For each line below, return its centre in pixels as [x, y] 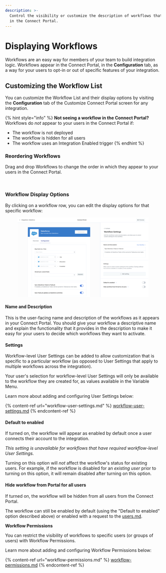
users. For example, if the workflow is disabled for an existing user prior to [81, 469]
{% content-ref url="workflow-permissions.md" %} [57, 560]
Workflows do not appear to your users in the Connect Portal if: [70, 123]
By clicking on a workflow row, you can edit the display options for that [77, 205]
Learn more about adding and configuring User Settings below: [69, 396]
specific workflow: [24, 210]
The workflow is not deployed [42, 133]
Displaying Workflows [51, 46]
